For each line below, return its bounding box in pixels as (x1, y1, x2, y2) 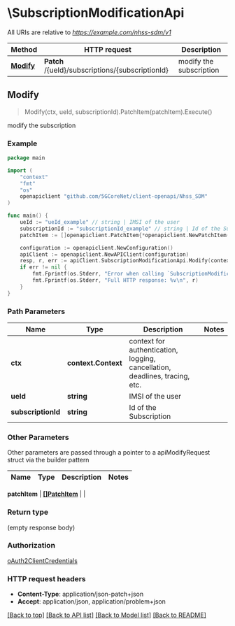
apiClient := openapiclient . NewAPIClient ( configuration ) (20, 250, 190, 258)
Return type (7, 507, 49, 517)
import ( (7, 166, 33, 174)
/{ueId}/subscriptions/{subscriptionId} (44, 65, 169, 75)
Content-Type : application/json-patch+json (17, 590, 144, 599)
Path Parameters (7, 306, 65, 316)
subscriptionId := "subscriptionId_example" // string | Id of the (20, 225, 220, 232)
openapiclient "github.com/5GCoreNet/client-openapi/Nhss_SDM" (20, 193, 208, 200)
